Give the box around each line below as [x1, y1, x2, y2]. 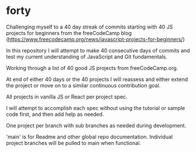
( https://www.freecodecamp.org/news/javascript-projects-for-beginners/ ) [6, 36, 185, 43]
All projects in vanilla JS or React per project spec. [6, 93, 128, 100]
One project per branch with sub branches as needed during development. [6, 122, 187, 129]
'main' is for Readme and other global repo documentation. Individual [6, 133, 173, 140]
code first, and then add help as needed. [6, 111, 104, 118]
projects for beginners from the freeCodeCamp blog [6, 29, 132, 36]
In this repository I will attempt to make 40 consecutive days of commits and [6, 47, 190, 54]
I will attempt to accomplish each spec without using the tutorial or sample [6, 104, 185, 111]
